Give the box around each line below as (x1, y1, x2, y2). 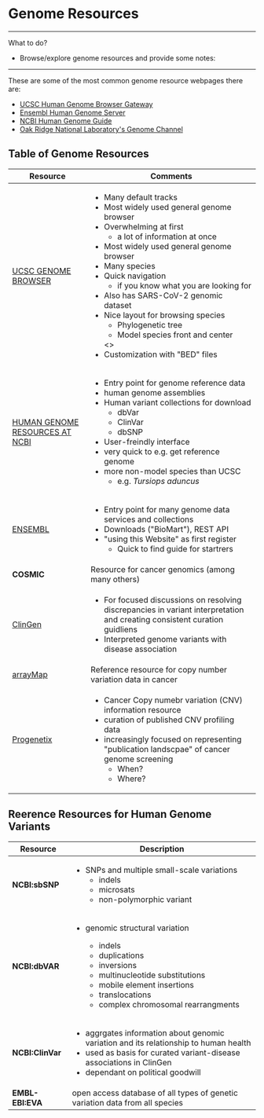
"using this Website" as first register (104, 533, 237, 544)
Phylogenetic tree (117, 319, 183, 330)
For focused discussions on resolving (104, 594, 242, 605)
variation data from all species (71, 1097, 183, 1108)
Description (139, 843, 185, 854)
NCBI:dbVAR (12, 960, 60, 971)
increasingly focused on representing (104, 734, 242, 745)
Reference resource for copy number (90, 664, 228, 675)
